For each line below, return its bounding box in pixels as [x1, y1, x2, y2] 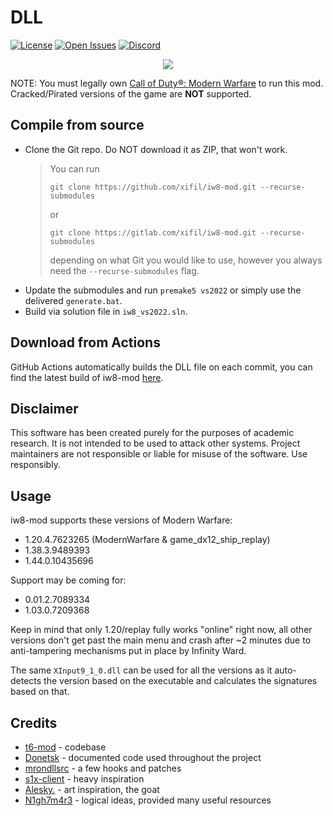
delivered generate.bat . [24, 294, 123, 306]
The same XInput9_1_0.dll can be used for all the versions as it [10, 664, 273, 676]
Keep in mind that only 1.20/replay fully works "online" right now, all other [10, 624, 313, 636]
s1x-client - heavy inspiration [24, 773, 145, 785]
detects [10, 675, 42, 687]
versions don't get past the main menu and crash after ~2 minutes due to [10, 634, 312, 646]
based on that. [10, 686, 70, 698]
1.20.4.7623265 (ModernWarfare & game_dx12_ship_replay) [24, 534, 271, 546]
